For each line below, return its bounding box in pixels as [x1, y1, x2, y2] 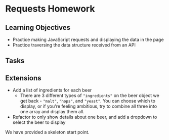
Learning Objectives [5, 23, 71, 32]
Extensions [5, 74, 41, 82]
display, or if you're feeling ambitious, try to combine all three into [20, 103, 157, 109]
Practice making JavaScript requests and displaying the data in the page [12, 36, 164, 42]
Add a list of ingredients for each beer [12, 87, 92, 94]
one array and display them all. [20, 109, 85, 115]
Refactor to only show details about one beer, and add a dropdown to [12, 114, 157, 120]
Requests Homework [5, 3, 95, 15]
